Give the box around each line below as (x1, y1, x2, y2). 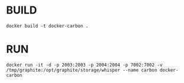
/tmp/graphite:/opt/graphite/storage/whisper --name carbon (6, 67, 158, 73)
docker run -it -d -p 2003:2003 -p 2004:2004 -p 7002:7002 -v (6, 62, 163, 68)
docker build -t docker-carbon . (6, 23, 89, 29)
